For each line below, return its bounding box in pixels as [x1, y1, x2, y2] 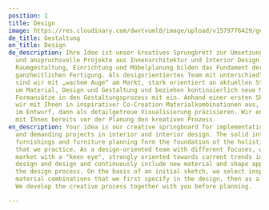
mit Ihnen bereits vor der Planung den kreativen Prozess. [15, 116, 217, 124]
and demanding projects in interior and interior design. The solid [15, 130, 249, 138]
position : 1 [8, 11, 48, 20]
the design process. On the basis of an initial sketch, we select [15, 168, 246, 176]
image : [8, 26, 30, 34]
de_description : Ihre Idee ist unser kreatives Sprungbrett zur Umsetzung [8, 49, 263, 57]
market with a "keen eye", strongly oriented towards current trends [15, 153, 252, 160]
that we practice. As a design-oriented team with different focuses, [15, 145, 256, 153]
